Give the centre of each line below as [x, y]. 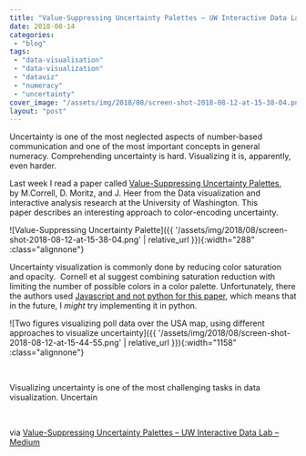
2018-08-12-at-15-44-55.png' [66, 343]
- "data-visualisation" [58, 60]
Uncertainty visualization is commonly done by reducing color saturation [146, 267]
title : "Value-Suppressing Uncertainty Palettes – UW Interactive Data [148, 18]
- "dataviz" [36, 77]
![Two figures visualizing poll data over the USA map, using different [137, 323]
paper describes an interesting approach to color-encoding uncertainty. [144, 213]
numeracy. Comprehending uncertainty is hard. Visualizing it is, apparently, [150, 157]
